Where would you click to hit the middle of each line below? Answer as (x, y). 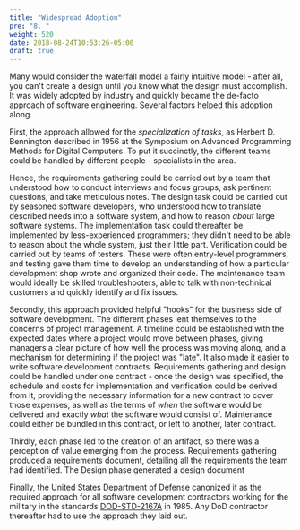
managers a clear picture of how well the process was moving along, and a (148, 348)
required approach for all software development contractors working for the (149, 497)
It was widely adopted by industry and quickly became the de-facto (134, 96)
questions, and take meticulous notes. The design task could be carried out (149, 197)
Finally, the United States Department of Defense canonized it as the (136, 487)
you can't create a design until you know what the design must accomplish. (148, 86)
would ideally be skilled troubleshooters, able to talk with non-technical (141, 282)
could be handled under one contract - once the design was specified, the (146, 377)
